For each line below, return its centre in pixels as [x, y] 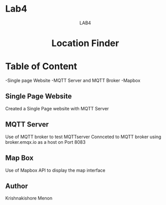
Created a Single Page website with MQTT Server [57, 108]
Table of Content [41, 67]
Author [16, 186]
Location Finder [85, 43]
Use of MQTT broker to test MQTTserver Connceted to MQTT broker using [83, 137]
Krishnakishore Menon [29, 198]
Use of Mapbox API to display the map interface [55, 170]
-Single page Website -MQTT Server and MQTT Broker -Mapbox [73, 80]
